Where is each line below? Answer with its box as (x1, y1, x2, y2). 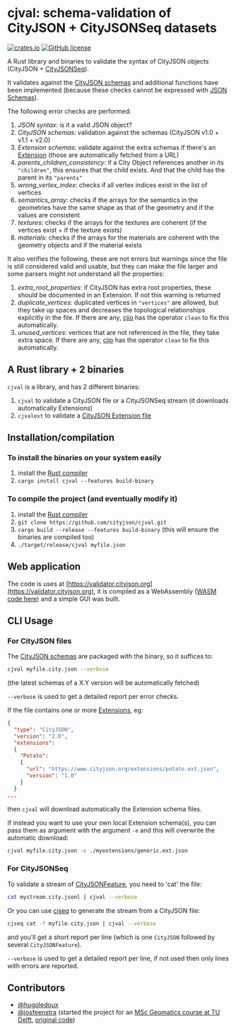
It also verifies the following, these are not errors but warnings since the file (7, 254, 228, 263)
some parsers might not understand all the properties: (7, 269, 165, 278)
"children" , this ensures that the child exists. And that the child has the (17, 165, 225, 174)
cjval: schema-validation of (7, 5, 172, 21)
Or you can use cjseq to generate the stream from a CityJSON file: (7, 906, 200, 914)
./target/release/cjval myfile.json (17, 541, 126, 548)
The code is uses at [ (7, 579, 69, 588)
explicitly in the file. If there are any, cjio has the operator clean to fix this (17, 313, 230, 322)
